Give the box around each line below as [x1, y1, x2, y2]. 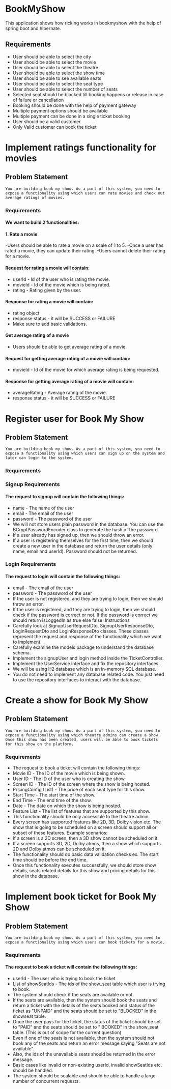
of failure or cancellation [12, 97, 64, 103]
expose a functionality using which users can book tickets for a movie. [5, 939, 165, 944]
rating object [12, 310, 40, 316]
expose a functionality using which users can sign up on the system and [5, 451, 165, 456]
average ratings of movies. [5, 195, 65, 200]
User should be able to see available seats [12, 75, 102, 81]
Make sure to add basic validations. [12, 321, 88, 327]
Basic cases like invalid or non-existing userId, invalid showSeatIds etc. [12, 1062, 162, 1068]
